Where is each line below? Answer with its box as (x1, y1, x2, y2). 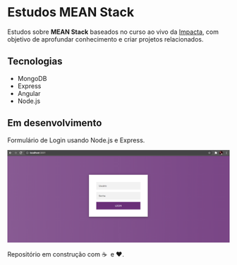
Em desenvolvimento (7, 117, 102, 129)
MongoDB (17, 74, 47, 82)
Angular (17, 89, 41, 97)
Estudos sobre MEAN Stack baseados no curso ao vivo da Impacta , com (7, 27, 219, 36)
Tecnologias (7, 56, 63, 68)
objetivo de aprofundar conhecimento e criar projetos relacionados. (7, 35, 204, 43)
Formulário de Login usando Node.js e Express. (7, 135, 145, 144)
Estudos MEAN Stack (7, 4, 135, 20)
